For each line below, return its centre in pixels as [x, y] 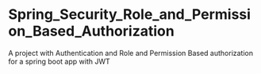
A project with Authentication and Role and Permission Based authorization [131, 53]
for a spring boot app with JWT [59, 61]
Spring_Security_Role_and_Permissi [130, 15]
